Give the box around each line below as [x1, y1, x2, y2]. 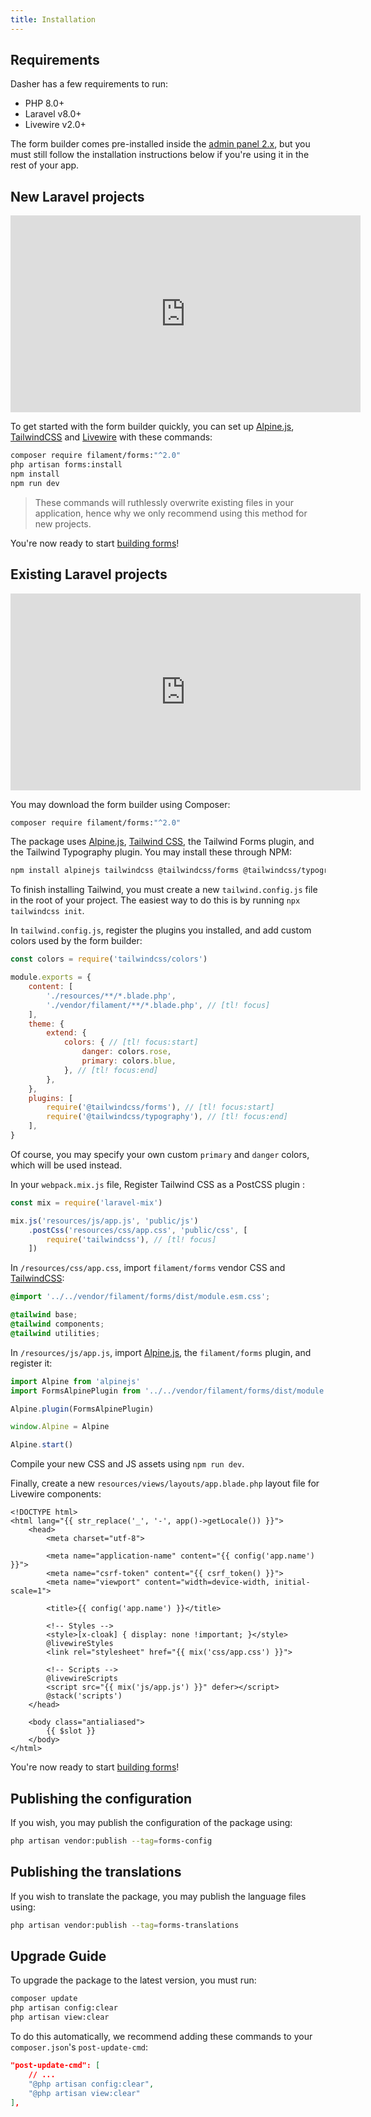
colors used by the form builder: [10, 935, 143, 947]
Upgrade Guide [10, 1947, 107, 1965]
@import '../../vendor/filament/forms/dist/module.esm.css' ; [10, 1292, 271, 1302]
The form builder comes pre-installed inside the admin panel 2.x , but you [10, 138, 311, 150]
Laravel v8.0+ [24, 108, 82, 120]
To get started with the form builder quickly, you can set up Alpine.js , [10, 421, 295, 433]
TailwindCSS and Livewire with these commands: [10, 431, 213, 443]
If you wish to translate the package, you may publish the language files [10, 1890, 307, 1902]
